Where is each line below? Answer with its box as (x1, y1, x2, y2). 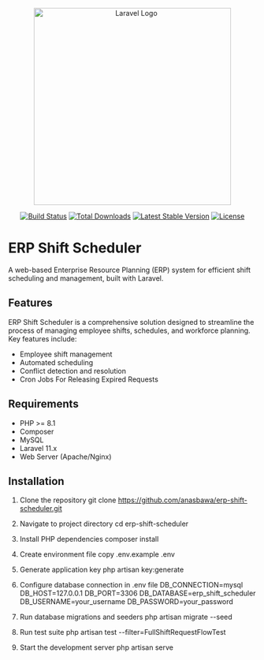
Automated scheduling (19, 357, 94, 367)
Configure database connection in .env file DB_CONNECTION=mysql (19, 580, 244, 590)
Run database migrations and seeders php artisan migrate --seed (19, 612, 232, 622)
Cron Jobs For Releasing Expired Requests (19, 375, 159, 384)
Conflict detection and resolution (19, 366, 127, 375)
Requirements (8, 397, 79, 411)
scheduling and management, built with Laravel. (8, 273, 164, 283)
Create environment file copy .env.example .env (19, 550, 176, 559)
